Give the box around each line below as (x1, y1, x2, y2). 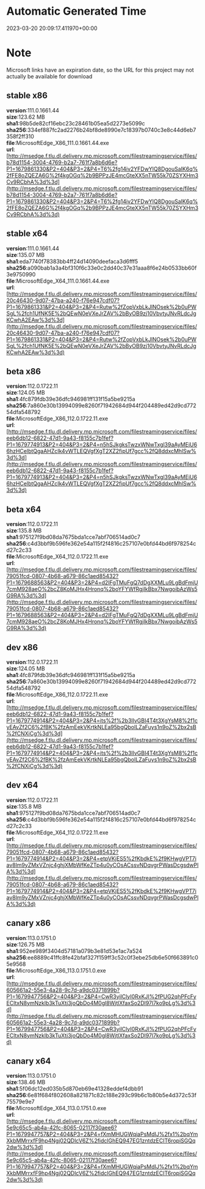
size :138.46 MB (6, 1078, 46, 1086)
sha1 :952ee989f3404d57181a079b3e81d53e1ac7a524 (6, 947, 142, 955)
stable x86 (6, 91, 48, 101)
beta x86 (6, 366, 41, 377)
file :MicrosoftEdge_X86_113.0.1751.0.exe (6, 966, 106, 974)
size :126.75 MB (6, 941, 45, 948)
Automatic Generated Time (6, 4, 146, 18)
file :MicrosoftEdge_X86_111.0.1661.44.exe (6, 139, 110, 146)
